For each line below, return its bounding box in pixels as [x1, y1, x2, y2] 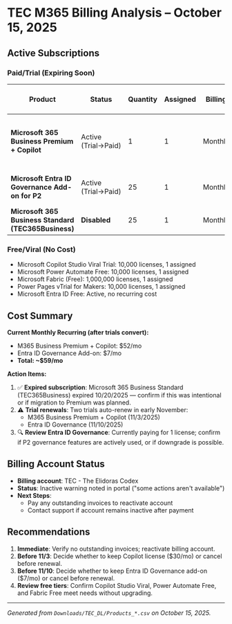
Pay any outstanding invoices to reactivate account [27, 499, 173, 507]
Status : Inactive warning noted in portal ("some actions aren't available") [17, 483, 225, 492]
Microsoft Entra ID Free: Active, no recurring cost [17, 289, 157, 298]
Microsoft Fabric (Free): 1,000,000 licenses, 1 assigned [17, 275, 173, 283]
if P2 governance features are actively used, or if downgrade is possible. [17, 438, 224, 446]
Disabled [81, 215, 111, 224]
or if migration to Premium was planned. [17, 398, 131, 407]
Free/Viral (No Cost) [7, 244, 76, 254]
